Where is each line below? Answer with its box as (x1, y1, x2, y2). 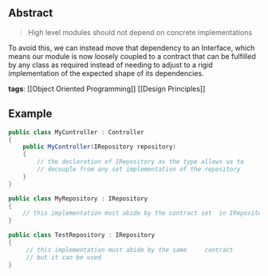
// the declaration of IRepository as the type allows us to (37, 158, 245, 166)
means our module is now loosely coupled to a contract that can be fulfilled (8, 51, 257, 61)
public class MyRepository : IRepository (8, 195, 148, 203)
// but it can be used (26, 253, 102, 262)
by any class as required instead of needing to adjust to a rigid (8, 60, 213, 69)
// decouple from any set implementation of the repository (37, 165, 241, 173)
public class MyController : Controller (8, 128, 145, 136)
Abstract (8, 6, 53, 20)
